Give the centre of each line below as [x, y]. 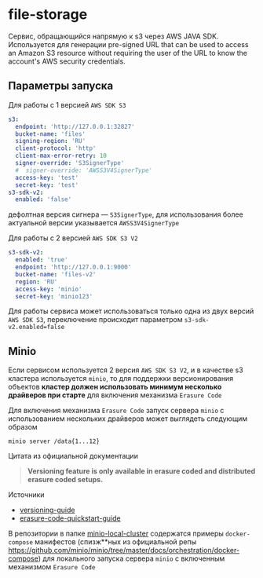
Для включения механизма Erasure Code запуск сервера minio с [116, 411]
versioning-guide [47, 510]
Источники [26, 495]
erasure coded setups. [65, 480]
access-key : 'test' [47, 177]
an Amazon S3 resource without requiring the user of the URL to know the [128, 53]
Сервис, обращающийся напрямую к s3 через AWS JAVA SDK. [113, 36]
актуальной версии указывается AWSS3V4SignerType [93, 223]
